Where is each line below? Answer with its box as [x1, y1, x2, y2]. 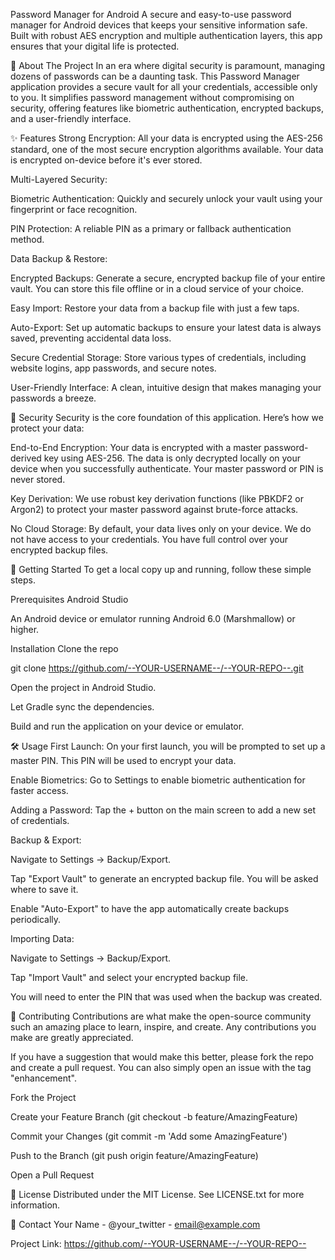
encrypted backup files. [10, 544, 109, 556]
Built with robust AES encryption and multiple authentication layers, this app [10, 30, 323, 41]
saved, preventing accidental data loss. [10, 332, 172, 344]
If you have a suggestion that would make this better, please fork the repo [10, 1051, 314, 1063]
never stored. [10, 474, 66, 485]
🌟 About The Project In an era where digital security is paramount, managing [10, 60, 326, 71]
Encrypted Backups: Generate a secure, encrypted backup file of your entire [10, 272, 326, 284]
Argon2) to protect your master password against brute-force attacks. [10, 504, 299, 515]
